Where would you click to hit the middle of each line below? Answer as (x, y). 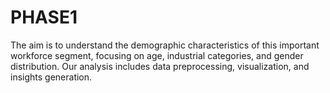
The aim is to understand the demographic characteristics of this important (165, 45)
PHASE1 (44, 17)
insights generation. (51, 77)
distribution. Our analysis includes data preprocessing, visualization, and (160, 66)
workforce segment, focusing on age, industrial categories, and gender (157, 55)
